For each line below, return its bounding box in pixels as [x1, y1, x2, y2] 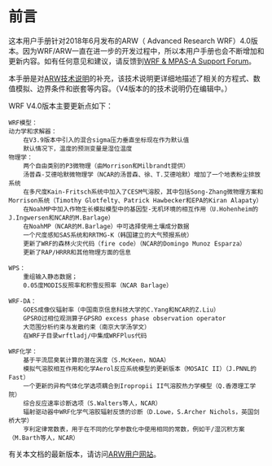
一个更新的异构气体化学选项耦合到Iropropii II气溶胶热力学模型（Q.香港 [23, 381, 238, 390]
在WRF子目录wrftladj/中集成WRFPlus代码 [23, 331, 147, 340]
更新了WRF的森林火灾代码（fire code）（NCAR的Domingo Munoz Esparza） [23, 239, 246, 248]
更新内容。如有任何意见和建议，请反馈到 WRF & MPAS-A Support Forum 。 [8, 56, 257, 66]
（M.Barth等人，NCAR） [8, 433, 80, 442]
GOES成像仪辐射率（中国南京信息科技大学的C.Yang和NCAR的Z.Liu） [23, 306, 220, 314]
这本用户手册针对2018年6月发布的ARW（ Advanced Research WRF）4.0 [8, 36, 251, 46]
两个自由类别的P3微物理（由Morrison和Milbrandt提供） [23, 162, 190, 170]
